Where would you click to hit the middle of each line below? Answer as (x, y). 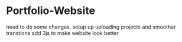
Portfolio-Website (51, 11)
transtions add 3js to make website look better (63, 33)
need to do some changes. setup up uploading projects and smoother (91, 27)
